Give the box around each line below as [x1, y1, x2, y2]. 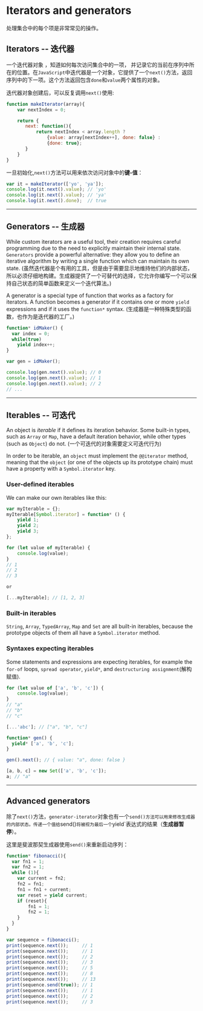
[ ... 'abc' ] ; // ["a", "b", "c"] [6, 724, 88, 730]
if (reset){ [17, 898, 47, 904]
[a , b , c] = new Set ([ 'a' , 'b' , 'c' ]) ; [6, 768, 107, 774]
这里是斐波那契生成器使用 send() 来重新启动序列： [6, 840, 129, 848]
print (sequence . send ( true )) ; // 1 [6, 981, 94, 988]
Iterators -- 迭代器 [6, 44, 74, 54]
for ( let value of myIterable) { [6, 545, 91, 551]
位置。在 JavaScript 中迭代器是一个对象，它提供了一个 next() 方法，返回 [16, 68, 193, 76]
